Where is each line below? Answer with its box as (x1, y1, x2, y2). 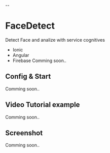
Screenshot (5, 129, 43, 137)
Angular (12, 52, 29, 58)
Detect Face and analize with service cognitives (5, 37, 105, 43)
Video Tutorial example (5, 101, 80, 109)
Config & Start (5, 72, 51, 81)
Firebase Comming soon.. (12, 57, 67, 64)
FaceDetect (5, 20, 55, 32)
